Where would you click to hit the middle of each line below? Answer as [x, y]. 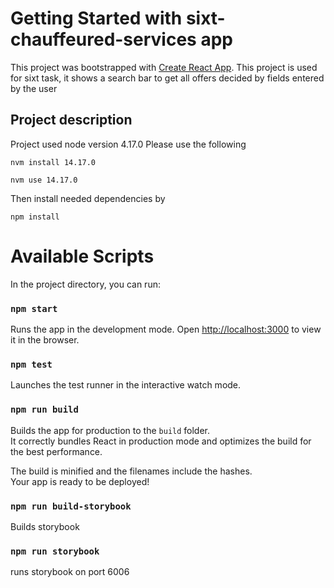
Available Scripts [82, 256]
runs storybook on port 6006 [70, 572]
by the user [34, 88]
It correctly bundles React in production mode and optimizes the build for [161, 441]
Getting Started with [96, 18]
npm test [31, 364]
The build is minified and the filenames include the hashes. [131, 471]
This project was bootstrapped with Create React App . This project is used [164, 67]
